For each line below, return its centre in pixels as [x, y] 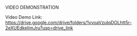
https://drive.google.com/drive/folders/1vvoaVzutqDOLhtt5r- [68, 23]
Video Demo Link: [24, 17]
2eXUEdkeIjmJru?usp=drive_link [39, 28]
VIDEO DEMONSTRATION [32, 7]
